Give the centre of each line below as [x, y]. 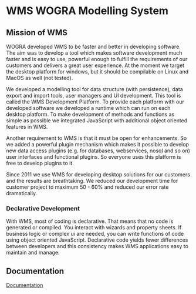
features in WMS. [27, 127]
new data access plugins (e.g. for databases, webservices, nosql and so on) [98, 151]
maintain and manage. [33, 253]
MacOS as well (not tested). [40, 78]
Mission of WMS [37, 33]
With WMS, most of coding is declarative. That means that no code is [90, 221]
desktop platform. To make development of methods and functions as [90, 114]
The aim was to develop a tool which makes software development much [94, 53]
